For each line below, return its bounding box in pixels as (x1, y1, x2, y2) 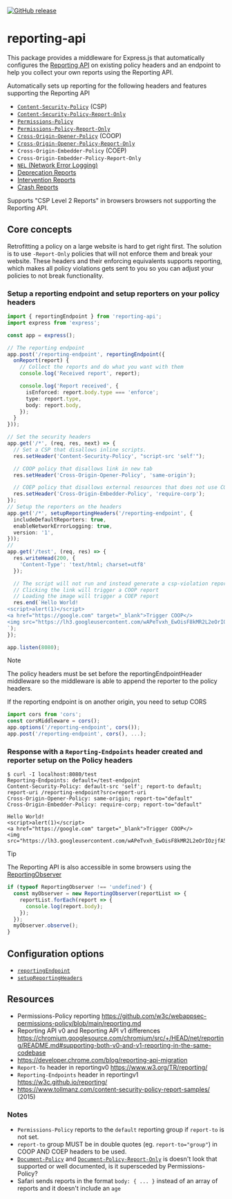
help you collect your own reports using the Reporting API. (7, 68, 174, 76)
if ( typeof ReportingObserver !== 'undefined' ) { (7, 884, 153, 891)
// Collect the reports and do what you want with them (19, 363, 184, 371)
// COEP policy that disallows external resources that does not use (13, 484, 217, 491)
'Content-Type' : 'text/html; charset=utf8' (19, 561, 147, 568)
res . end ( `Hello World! (13, 599, 79, 606)
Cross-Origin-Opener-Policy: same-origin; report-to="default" (7, 795, 193, 803)
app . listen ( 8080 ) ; (7, 644, 60, 651)
